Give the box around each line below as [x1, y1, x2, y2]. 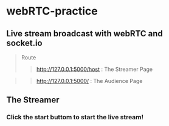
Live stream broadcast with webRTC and [6, 28, 163, 39]
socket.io [6, 38, 43, 48]
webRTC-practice [6, 4, 98, 18]
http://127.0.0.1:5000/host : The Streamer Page [36, 65, 153, 73]
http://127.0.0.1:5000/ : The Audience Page [36, 78, 143, 84]
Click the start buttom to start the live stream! [6, 113, 144, 122]
